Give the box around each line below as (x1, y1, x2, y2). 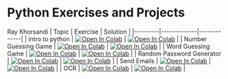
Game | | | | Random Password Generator (7, 49, 222, 58)
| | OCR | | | (56, 64, 185, 72)
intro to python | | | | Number (28, 34, 207, 43)
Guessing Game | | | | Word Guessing (7, 42, 210, 50)
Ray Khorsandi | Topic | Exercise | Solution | (7, 27, 131, 36)
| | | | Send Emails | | (7, 56, 212, 65)
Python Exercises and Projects (7, 5, 185, 21)
